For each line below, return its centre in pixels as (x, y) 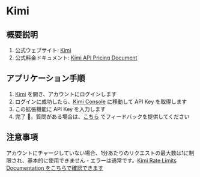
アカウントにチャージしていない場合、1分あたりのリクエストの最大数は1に (98, 153)
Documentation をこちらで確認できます (55, 168)
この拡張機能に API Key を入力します (60, 109)
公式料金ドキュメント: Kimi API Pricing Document (76, 58)
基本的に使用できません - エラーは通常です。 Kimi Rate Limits (102, 160)
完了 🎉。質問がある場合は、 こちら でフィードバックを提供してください (102, 116)
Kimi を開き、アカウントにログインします (66, 94)
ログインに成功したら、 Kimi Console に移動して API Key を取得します (101, 101)
